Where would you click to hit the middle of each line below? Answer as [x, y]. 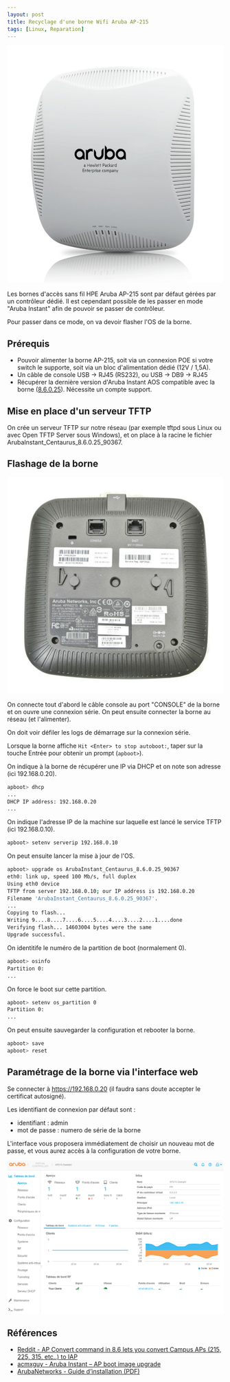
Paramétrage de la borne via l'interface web [103, 1072]
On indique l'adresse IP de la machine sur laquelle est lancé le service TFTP [114, 822]
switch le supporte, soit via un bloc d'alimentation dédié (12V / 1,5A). [114, 367]
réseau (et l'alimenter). [39, 719]
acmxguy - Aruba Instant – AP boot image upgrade [89, 1364]
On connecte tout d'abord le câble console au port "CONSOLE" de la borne [114, 704]
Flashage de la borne [53, 464]
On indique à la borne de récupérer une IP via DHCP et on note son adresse [114, 766]
